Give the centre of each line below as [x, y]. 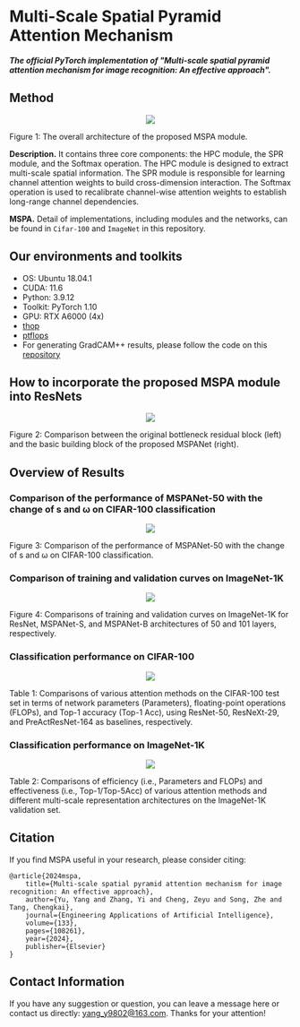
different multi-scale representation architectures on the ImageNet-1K [138, 800]
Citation [32, 838]
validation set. [35, 809]
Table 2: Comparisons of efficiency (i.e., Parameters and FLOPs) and [136, 781]
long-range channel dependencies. [74, 201]
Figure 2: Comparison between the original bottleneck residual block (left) [146, 435]
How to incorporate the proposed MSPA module [145, 382]
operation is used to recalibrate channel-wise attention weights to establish [148, 192]
